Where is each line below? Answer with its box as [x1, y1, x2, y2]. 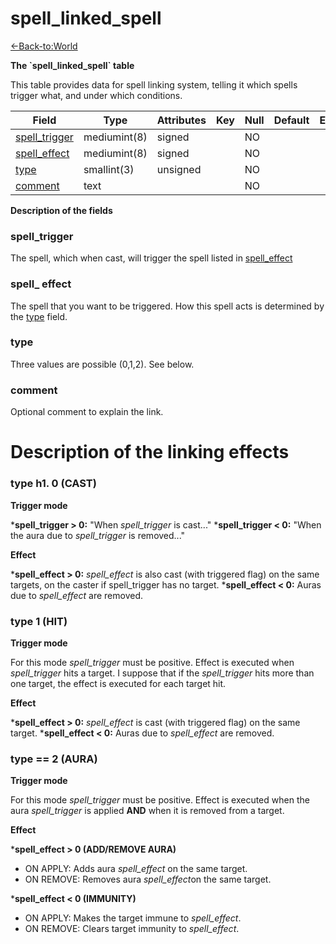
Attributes [156, 113, 207, 127]
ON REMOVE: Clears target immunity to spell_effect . [24, 923, 240, 935]
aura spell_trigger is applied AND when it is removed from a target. [10, 805, 285, 817]
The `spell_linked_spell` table [10, 59, 135, 71]
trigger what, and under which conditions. [10, 89, 183, 101]
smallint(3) [83, 162, 135, 176]
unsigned [156, 162, 202, 176]
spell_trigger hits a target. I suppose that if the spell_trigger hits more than [10, 667, 315, 679]
